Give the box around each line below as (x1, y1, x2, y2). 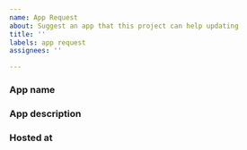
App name (9, 84, 56, 96)
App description (9, 107, 82, 120)
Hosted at (9, 131, 53, 144)
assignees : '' (9, 46, 63, 55)
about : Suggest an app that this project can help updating (9, 21, 240, 30)
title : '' (9, 29, 47, 38)
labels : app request (9, 37, 87, 47)
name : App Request (9, 12, 78, 22)
